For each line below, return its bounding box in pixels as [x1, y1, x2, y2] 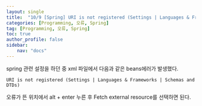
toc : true [6, 31, 31, 37]
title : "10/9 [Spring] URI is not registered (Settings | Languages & [6, 14, 189, 20]
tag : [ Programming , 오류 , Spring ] [6, 25, 90, 32]
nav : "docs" [17, 48, 47, 54]
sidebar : [6, 43, 28, 49]
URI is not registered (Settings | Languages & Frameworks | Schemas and [6, 77, 195, 83]
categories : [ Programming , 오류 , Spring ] [6, 20, 109, 26]
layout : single [6, 8, 44, 15]
